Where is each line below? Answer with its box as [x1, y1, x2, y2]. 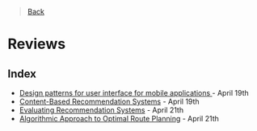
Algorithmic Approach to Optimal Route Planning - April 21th [19, 114, 219, 123]
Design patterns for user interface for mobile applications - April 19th [19, 88, 249, 97]
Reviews [7, 35, 66, 53]
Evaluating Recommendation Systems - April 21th [19, 105, 183, 115]
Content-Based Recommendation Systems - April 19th [19, 96, 200, 106]
